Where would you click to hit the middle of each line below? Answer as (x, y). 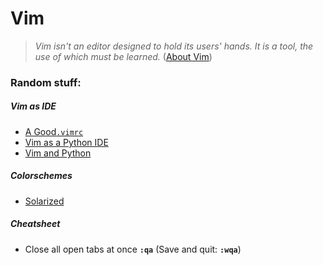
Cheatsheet (35, 224)
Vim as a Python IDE (66, 142)
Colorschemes (41, 176)
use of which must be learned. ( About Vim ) (123, 56)
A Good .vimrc (54, 131)
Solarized (44, 201)
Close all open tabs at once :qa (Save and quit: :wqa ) (133, 249)
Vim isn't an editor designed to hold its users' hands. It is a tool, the (174, 46)
